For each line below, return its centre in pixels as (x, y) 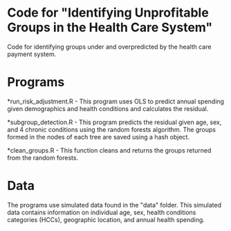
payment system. (32, 54)
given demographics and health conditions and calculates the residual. (108, 108)
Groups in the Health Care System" (110, 27)
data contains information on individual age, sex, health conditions (102, 212)
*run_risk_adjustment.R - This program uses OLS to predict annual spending (116, 101)
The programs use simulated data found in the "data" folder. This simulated (114, 205)
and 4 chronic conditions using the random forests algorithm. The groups (112, 129)
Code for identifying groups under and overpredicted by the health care (109, 46)
